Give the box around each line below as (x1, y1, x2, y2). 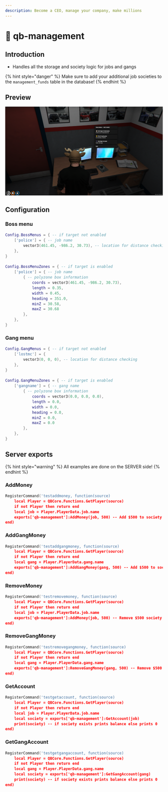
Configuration (5, 205, 50, 214)
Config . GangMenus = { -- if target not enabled (5, 346, 106, 351)
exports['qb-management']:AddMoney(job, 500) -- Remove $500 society (14, 615, 162, 620)
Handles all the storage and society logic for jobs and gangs (12, 63, 136, 70)
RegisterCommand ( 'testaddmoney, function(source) (5, 493, 111, 499)
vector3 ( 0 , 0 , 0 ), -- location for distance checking (23, 357, 137, 362)
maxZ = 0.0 (31, 421, 55, 426)
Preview (5, 93, 31, 102)
